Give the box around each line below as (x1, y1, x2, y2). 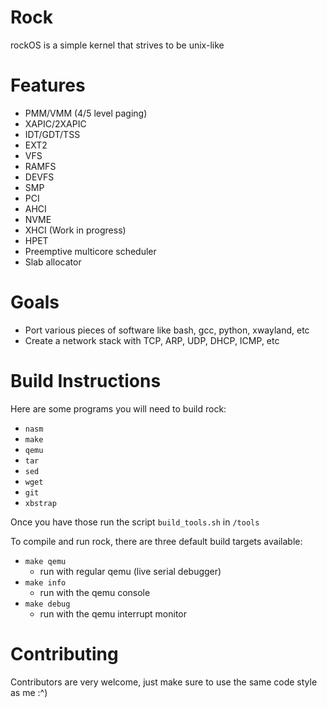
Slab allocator (24, 256, 82, 268)
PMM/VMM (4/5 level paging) (24, 107, 148, 119)
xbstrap (24, 498, 57, 508)
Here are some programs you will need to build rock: (10, 402, 227, 415)
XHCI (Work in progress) (24, 224, 127, 236)
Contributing (10, 642, 119, 665)
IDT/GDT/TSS (24, 128, 81, 140)
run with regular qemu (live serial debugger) (39, 565, 222, 577)
